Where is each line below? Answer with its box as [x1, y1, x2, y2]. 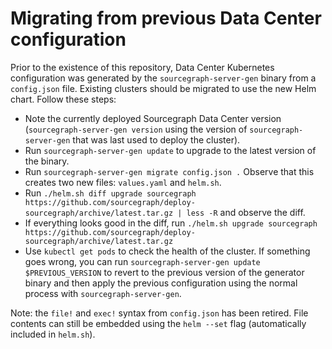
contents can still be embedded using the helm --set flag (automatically [10, 317, 307, 329]
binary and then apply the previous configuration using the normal [24, 277, 298, 289]
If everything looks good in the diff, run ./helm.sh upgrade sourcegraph [24, 217, 318, 229]
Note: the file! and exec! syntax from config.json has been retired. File [10, 307, 309, 319]
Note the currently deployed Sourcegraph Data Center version [24, 112, 282, 124]
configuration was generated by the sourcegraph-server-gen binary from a [10, 72, 317, 84]
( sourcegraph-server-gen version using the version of [24, 123, 248, 135]
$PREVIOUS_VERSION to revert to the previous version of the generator [24, 266, 305, 278]
